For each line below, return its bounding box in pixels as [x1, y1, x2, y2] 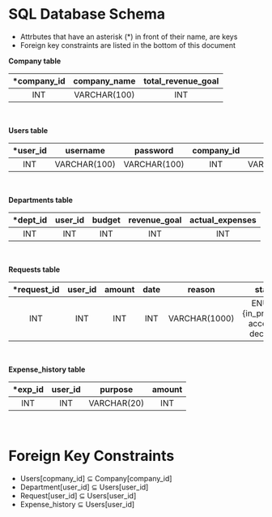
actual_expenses [189, 214, 257, 226]
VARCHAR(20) [88, 397, 144, 408]
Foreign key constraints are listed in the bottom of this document [19, 40, 236, 50]
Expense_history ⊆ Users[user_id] [19, 499, 135, 509]
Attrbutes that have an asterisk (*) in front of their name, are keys [19, 32, 238, 41]
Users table [8, 125, 49, 135]
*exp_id [12, 383, 45, 394]
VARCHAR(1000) [168, 312, 235, 324]
